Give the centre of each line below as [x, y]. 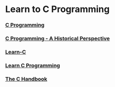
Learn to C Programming [57, 9]
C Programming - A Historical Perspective [57, 39]
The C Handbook [26, 79]
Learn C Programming [33, 65]
